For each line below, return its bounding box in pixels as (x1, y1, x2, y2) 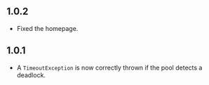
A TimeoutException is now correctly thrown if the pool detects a (16, 63, 203, 72)
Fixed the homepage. (16, 24, 79, 32)
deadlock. (16, 70, 46, 79)
